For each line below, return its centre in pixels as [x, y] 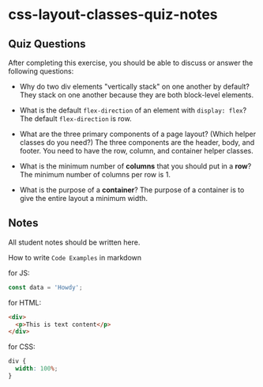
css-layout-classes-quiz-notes [113, 15]
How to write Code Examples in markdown [75, 257]
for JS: [19, 273]
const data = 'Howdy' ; [45, 287]
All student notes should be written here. [74, 242]
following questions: [41, 71]
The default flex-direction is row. [75, 119]
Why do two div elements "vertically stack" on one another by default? [135, 86]
